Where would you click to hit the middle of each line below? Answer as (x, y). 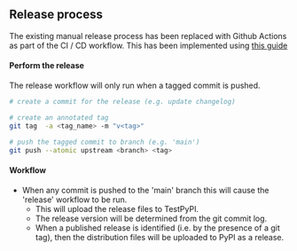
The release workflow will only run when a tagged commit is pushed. (135, 86)
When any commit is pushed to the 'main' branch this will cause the (145, 190)
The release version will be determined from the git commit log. (151, 218)
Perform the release (47, 66)
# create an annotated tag (59, 118)
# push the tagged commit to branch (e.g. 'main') (105, 142)
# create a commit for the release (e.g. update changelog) (123, 102)
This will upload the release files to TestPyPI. (117, 208)
